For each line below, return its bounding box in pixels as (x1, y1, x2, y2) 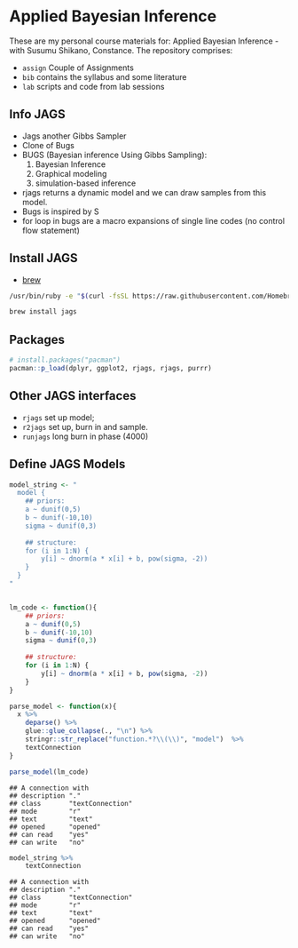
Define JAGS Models (9, 457, 126, 472)
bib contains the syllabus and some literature (21, 71, 187, 82)
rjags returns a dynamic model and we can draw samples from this (21, 187, 267, 197)
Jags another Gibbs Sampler (21, 131, 127, 141)
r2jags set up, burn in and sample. (21, 421, 149, 432)
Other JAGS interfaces (9, 388, 137, 403)
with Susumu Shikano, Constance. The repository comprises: (9, 44, 233, 55)
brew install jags (9, 307, 77, 316)
